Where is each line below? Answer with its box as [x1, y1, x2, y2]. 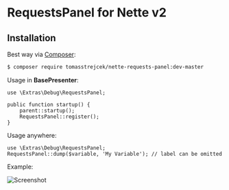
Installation [7, 32, 56, 44]
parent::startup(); [19, 107, 75, 114]
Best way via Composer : [7, 50, 76, 58]
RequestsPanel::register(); [19, 113, 99, 120]
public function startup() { [7, 101, 91, 108]
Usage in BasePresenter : [7, 75, 79, 84]
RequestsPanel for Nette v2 [7, 5, 167, 21]
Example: [7, 163, 34, 171]
